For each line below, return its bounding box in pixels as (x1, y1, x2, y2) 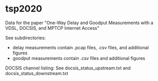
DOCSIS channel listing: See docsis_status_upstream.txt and (5, 65, 131, 71)
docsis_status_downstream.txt (5, 70, 69, 76)
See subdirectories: (5, 35, 46, 41)
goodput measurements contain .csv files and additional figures (12, 55, 145, 61)
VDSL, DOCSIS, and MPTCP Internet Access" (5, 25, 99, 31)
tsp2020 (5, 3, 42, 15)
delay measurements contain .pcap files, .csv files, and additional (12, 44, 149, 50)
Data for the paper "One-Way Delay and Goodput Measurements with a (5, 20, 153, 26)
